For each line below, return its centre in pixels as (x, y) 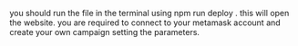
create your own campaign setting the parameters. (105, 32)
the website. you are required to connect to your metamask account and (145, 23)
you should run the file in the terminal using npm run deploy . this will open (149, 13)
